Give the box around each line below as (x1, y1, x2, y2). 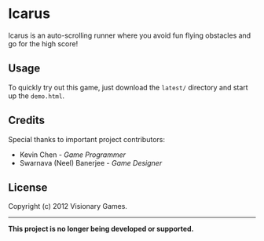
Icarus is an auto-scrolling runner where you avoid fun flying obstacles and (8, 31, 251, 40)
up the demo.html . (8, 91, 65, 100)
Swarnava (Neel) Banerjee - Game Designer (19, 158, 163, 167)
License (8, 181, 48, 194)
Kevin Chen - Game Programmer (19, 150, 126, 159)
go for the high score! (8, 38, 79, 48)
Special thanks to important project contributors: (8, 134, 165, 144)
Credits (8, 114, 46, 127)
